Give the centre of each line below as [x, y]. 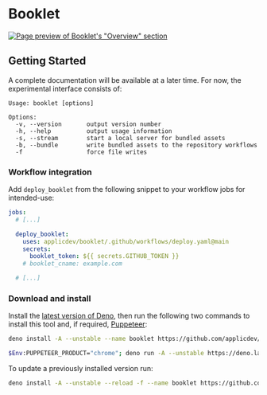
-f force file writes [81, 152]
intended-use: [31, 198]
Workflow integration [50, 172]
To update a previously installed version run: [81, 369]
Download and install [50, 298]
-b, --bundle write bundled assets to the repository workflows [137, 145]
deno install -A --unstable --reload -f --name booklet [103, 383]
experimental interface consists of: [65, 88]
